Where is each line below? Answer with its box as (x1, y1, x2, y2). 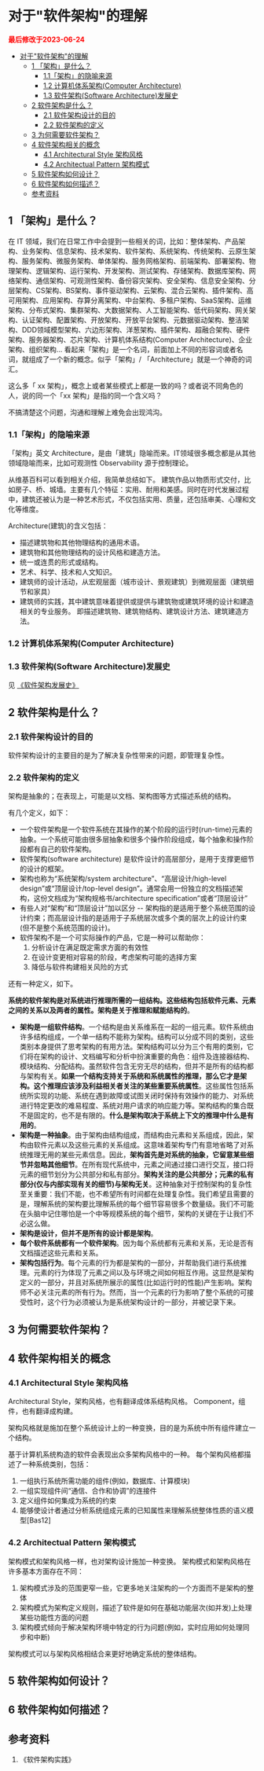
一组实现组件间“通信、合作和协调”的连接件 (19, 1486, 157, 1496)
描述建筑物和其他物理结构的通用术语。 (19, 538, 144, 547)
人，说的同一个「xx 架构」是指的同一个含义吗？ (8, 391, 163, 400)
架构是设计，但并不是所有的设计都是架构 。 (19, 1229, 158, 1238)
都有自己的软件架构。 (26, 844, 96, 854)
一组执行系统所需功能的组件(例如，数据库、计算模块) (19, 1476, 191, 1486)
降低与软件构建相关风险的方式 (31, 962, 128, 972)
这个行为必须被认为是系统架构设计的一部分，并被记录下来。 (46, 1298, 240, 1307)
